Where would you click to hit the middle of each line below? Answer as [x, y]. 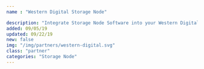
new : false [20, 40]
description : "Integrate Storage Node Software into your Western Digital [103, 23]
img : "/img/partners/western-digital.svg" [61, 45]
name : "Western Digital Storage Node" [57, 12]
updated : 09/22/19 [29, 34]
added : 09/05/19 [27, 28]
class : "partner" [28, 51]
